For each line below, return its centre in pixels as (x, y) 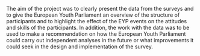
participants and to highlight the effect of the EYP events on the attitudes (97, 21)
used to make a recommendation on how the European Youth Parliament (96, 34)
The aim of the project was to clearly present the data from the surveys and (100, 9)
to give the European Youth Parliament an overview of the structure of (93, 15)
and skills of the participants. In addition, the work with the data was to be (98, 27)
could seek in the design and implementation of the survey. (80, 46)
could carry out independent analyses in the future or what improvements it (100, 40)
